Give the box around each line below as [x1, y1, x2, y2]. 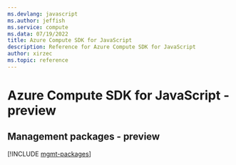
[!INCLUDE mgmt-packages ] [7, 149, 91, 158]
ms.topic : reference [7, 57, 69, 64]
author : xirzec [7, 50, 53, 58]
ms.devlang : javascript [7, 10, 78, 18]
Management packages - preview [7, 131, 160, 143]
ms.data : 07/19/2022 [7, 30, 69, 38]
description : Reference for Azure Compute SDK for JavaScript [7, 43, 196, 50]
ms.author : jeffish [7, 17, 66, 24]
